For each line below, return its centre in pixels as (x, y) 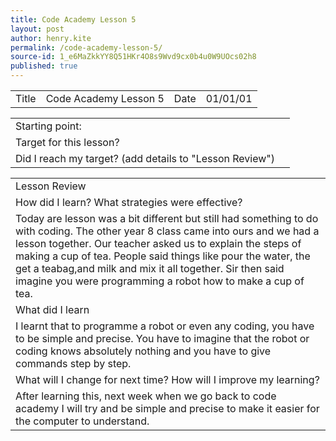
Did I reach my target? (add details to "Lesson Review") (145, 158)
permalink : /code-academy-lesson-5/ (86, 47)
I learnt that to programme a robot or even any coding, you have (165, 326)
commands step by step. (73, 363)
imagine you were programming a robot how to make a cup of (160, 281)
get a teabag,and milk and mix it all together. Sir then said (150, 268)
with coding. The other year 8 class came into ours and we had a (167, 231)
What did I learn (52, 309)
